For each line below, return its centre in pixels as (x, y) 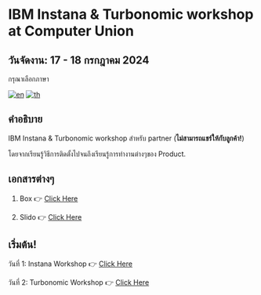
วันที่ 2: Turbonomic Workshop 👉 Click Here (79, 282)
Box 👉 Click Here (49, 198)
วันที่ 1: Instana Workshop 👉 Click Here (71, 264)
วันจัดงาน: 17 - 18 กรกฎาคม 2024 (79, 60)
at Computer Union (71, 31)
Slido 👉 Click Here (51, 217)
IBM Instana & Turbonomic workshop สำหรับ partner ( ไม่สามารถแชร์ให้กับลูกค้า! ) (126, 138)
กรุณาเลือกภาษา (29, 79)
